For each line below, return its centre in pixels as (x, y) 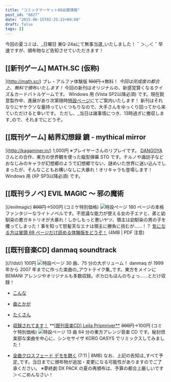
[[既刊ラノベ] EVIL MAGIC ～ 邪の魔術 (65, 194)
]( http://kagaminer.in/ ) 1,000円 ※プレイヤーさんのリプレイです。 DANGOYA (84, 150)
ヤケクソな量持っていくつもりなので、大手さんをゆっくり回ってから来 (92, 107)
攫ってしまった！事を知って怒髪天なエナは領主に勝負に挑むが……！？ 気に (83, 226)
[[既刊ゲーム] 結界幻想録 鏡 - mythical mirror (76, 137)
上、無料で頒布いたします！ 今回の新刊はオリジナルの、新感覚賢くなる (80, 88)
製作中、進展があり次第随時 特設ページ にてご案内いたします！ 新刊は (82, 100)
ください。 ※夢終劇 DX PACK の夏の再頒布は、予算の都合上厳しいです (90, 368)
